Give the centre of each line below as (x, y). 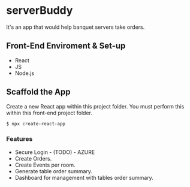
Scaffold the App (38, 92)
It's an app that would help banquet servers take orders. (76, 27)
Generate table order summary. (54, 171)
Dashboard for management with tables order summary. (84, 177)
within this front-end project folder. (49, 113)
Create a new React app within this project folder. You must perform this (95, 106)
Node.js (25, 73)
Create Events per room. (45, 165)
